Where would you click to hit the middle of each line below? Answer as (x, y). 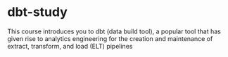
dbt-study (38, 12)
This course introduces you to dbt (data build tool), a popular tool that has (114, 31)
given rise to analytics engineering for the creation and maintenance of (110, 38)
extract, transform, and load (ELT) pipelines (70, 46)
